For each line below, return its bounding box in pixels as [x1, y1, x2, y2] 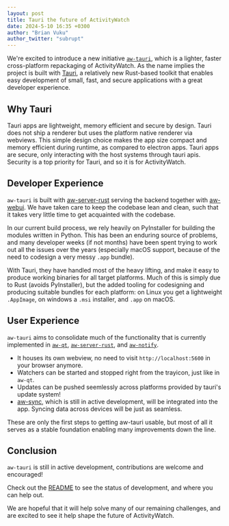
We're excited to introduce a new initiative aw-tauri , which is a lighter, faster [7, 54, 222, 62]
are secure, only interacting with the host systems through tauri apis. [7, 150, 201, 158]
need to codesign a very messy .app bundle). [7, 253, 135, 261]
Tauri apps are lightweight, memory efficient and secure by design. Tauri [7, 121, 212, 129]
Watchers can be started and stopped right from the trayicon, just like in [16, 368, 220, 377]
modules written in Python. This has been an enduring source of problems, [7, 231, 218, 239]
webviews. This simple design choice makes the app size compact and [7, 136, 207, 144]
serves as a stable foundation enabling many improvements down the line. [7, 425, 217, 434]
